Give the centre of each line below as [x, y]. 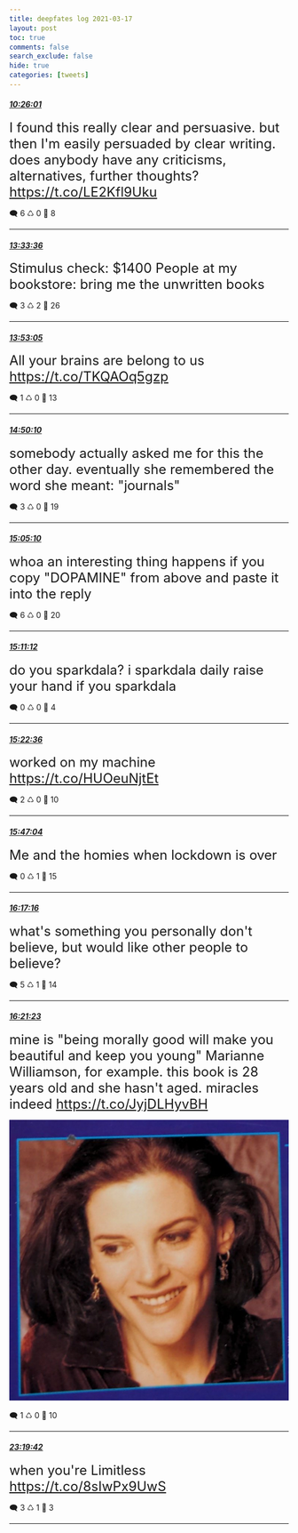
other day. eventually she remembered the [142, 469]
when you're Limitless [78, 1470]
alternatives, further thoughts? [104, 176]
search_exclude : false [51, 56]
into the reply [51, 594]
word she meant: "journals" [95, 485]
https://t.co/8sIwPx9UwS [88, 1486]
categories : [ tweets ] [49, 76]
